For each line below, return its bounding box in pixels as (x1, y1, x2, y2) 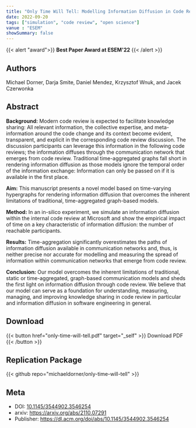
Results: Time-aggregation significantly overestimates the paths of (6, 238, 167, 246)
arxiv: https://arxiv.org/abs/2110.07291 (14, 409, 107, 416)
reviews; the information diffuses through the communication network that (6, 149, 185, 156)
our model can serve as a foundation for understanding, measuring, (6, 287, 169, 294)
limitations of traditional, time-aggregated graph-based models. (6, 197, 159, 204)
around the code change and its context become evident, (34, 130, 173, 137)
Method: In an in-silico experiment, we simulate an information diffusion (6, 208, 180, 215)
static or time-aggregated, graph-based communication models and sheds (6, 274, 185, 281)
